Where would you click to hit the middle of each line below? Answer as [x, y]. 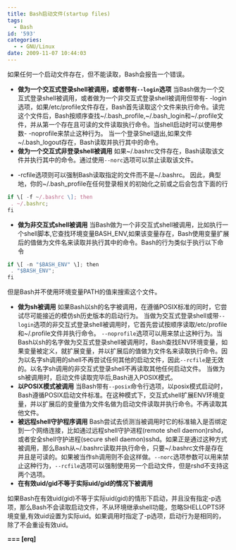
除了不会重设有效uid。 [40, 525]
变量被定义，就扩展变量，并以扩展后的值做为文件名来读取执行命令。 [123, 351]
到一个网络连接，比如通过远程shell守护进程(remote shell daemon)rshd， [122, 431]
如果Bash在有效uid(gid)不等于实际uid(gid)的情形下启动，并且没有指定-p [111, 498]
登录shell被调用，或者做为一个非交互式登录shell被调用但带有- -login [128, 98]
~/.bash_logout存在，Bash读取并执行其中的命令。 [89, 142]
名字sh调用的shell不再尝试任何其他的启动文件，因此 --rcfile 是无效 [127, 360]
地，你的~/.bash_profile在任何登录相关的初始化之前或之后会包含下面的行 [123, 184]
